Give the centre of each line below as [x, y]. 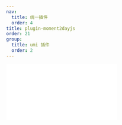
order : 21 [18, 34]
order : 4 [22, 23]
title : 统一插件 [30, 17]
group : [14, 39]
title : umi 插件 [30, 45]
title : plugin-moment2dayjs [41, 28]
